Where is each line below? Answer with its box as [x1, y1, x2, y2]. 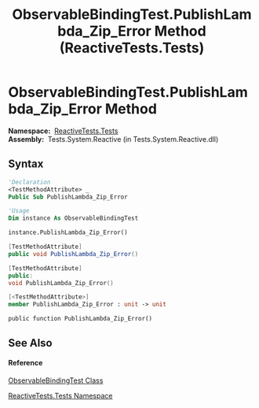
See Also [8, 336, 53, 350]
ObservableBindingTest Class [8, 376, 104, 385]
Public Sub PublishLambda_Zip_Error [8, 193, 128, 201]
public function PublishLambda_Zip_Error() [8, 315, 153, 323]
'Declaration [8, 178, 51, 186]
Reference [8, 358, 43, 368]
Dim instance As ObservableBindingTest [8, 214, 139, 222]
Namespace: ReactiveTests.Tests [8, 126, 119, 135]
